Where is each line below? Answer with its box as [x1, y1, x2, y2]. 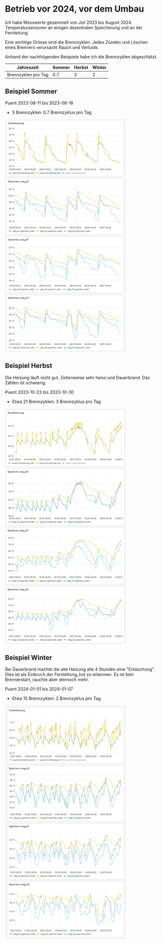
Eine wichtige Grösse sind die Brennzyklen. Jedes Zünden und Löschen [5, 39, 148, 45]
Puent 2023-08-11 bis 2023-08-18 [5, 100, 74, 105]
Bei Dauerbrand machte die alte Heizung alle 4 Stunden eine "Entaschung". [5, 666, 155, 672]
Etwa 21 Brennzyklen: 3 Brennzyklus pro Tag [12, 399, 101, 404]
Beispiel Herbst [5, 362, 52, 370]
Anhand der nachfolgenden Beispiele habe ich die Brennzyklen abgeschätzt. [5, 53, 158, 59]
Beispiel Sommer [5, 87, 57, 95]
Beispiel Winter [5, 653, 52, 662]
